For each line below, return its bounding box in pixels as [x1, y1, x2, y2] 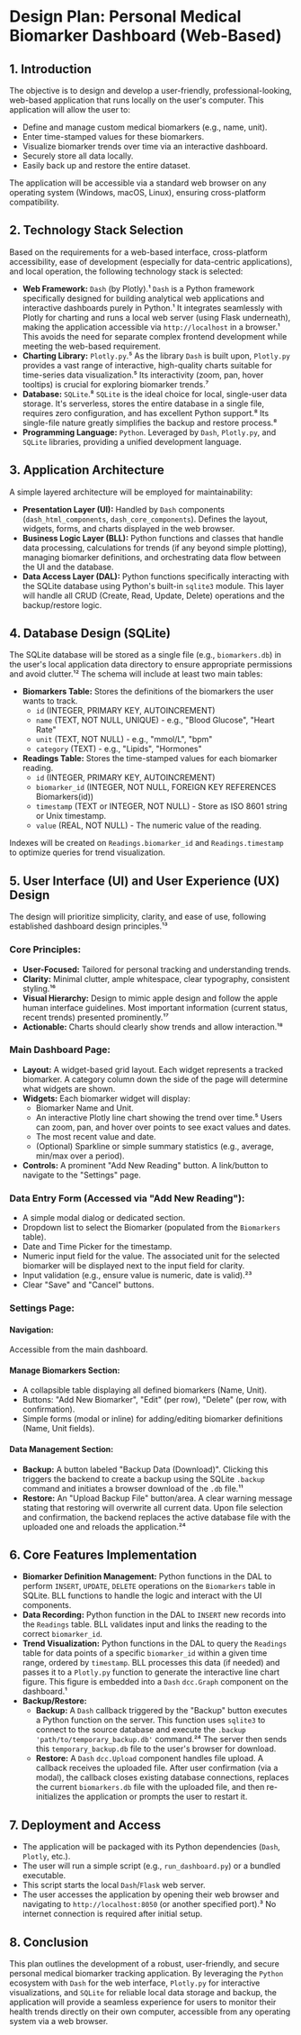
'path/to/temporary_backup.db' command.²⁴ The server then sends [35, 1734, 288, 1745]
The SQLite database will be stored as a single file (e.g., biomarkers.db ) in [9, 650, 281, 660]
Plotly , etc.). [22, 1851, 71, 1862]
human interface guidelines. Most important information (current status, [22, 1002, 288, 1013]
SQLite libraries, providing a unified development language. [22, 436, 243, 447]
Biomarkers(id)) [35, 791, 94, 803]
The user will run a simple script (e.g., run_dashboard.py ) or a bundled [22, 1860, 281, 1871]
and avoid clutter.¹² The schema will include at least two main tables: [9, 668, 263, 679]
